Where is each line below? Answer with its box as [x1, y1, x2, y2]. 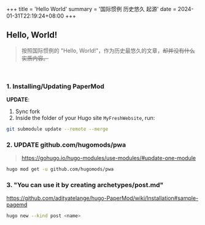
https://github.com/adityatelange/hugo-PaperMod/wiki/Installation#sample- [6, 194, 198, 202]
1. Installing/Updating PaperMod [6, 82, 104, 90]
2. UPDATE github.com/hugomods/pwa [6, 140, 126, 149]
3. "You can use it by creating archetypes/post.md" [6, 181, 164, 190]
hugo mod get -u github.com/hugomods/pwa [6, 166, 114, 172]
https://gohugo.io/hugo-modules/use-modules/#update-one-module [21, 155, 196, 162]
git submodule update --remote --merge [6, 126, 109, 133]
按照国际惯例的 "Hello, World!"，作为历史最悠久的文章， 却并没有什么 [21, 46, 195, 54]
